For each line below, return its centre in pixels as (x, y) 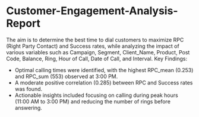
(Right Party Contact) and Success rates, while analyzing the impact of (93, 46)
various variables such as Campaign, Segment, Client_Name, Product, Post (98, 52)
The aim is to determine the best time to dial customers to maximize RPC (95, 40)
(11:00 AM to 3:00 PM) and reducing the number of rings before (93, 101)
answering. (29, 108)
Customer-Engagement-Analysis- (92, 11)
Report (23, 23)
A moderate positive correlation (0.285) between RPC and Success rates (104, 82)
